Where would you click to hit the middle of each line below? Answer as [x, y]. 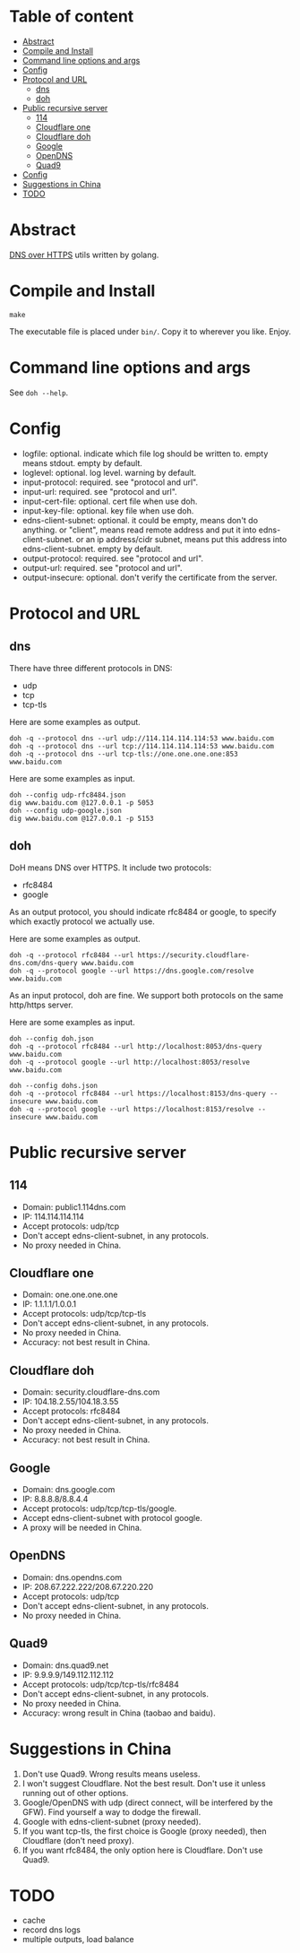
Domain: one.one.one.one [70, 1295]
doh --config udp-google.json [66, 810]
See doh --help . [39, 393]
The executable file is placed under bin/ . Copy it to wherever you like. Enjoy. [150, 331]
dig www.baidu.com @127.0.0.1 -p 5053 [81, 803]
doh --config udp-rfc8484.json [68, 795]
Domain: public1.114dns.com [74, 1206]
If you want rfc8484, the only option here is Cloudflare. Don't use [142, 1850]
